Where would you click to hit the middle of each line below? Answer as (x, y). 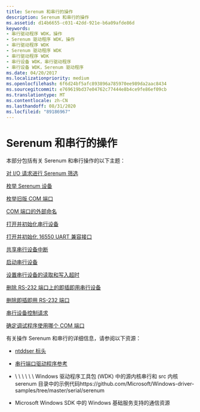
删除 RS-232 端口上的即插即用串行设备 (54, 288)
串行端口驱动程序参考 (41, 364)
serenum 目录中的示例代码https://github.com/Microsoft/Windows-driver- (104, 384)
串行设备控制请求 (27, 313)
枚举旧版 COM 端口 (30, 199)
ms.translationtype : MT (36, 95)
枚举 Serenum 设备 (29, 186)
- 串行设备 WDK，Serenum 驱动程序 (45, 67)
